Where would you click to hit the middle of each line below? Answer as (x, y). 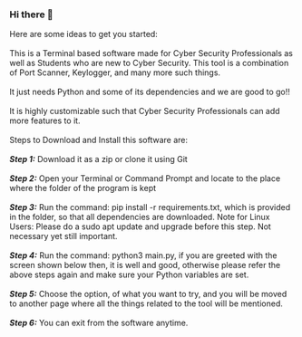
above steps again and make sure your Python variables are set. (129, 274)
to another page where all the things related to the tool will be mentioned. (146, 303)
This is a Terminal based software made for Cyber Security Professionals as (151, 53)
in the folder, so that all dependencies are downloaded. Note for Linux (140, 217)
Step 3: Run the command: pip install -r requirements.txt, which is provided (150, 207)
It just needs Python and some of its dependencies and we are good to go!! (150, 92)
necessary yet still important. (63, 236)
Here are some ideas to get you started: (84, 34)
